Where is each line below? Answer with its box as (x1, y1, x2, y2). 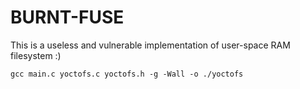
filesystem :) (10, 49, 62, 61)
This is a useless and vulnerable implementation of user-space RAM (10, 39, 291, 51)
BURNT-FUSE (10, 6, 125, 29)
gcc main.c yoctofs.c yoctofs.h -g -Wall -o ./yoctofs (10, 69, 244, 79)
